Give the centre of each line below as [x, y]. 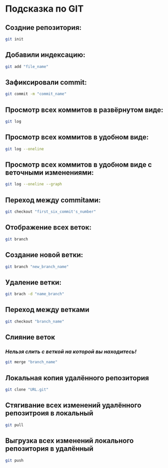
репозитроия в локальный [49, 413]
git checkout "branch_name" [35, 321]
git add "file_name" [27, 66]
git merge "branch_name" [31, 362]
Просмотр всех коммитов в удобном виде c [79, 165]
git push [14, 460]
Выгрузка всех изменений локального [70, 441]
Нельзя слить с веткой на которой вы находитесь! [71, 352]
